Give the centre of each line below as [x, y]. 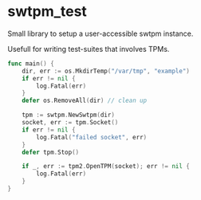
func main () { [31, 63]
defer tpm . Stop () [51, 152]
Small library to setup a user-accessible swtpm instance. [100, 33]
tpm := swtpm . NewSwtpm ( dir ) [68, 115]
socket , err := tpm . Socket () [70, 123]
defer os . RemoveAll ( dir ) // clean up [85, 101]
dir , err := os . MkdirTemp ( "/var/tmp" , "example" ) [106, 71]
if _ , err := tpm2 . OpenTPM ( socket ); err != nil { [106, 167]
